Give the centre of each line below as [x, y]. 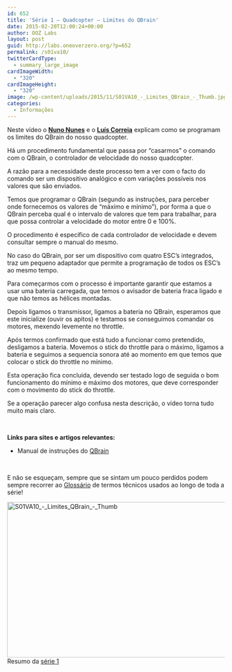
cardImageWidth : [30, 71]
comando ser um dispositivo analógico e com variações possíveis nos [107, 178]
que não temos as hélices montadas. [59, 298]
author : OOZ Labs [32, 33]
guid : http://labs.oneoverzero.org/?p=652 [69, 46]
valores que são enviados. [45, 186]
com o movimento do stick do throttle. [61, 390]
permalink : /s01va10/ [38, 53]
